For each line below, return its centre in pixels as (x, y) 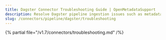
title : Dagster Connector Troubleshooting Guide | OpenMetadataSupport (80, 10)
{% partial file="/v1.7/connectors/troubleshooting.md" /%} (64, 33)
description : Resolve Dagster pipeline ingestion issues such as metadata (84, 14)
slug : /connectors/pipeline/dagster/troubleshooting (61, 19)
